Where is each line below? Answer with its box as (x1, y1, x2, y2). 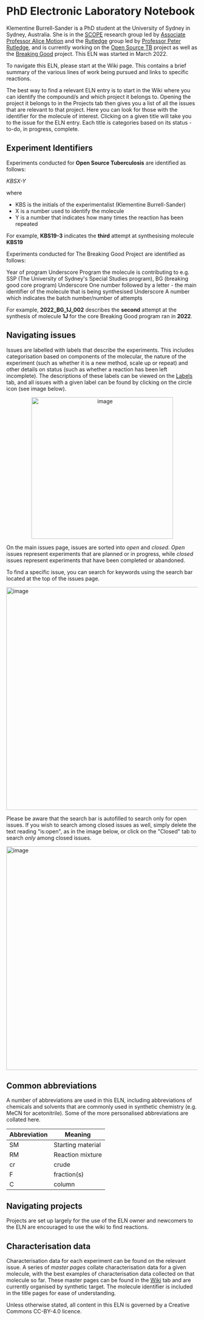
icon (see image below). (6, 385, 67, 392)
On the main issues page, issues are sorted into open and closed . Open (6, 544, 185, 551)
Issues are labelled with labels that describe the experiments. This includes (6, 346, 194, 354)
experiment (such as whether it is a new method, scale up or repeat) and (6, 359, 188, 366)
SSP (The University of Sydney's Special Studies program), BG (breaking (6, 275, 189, 282)
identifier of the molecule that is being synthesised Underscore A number (6, 287, 190, 295)
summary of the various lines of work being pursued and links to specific (6, 68, 189, 75)
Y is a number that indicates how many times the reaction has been (15, 214, 184, 221)
